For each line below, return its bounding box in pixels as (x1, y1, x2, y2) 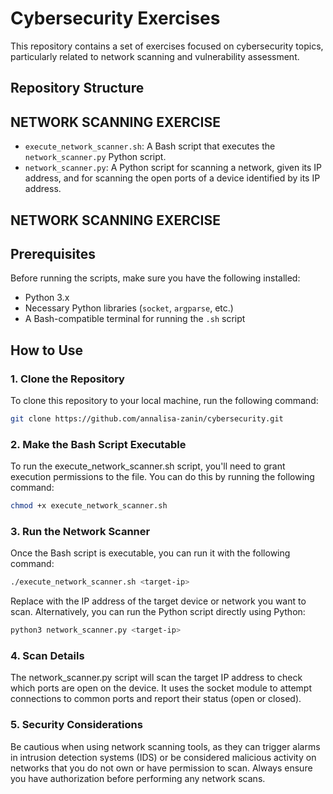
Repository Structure (10, 80, 145, 97)
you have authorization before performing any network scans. (10, 772, 266, 784)
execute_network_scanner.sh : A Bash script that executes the (24, 140, 276, 152)
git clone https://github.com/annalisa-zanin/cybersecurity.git (10, 414, 284, 424)
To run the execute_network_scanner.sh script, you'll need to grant (10, 460, 286, 472)
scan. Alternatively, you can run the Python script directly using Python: (10, 606, 306, 618)
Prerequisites (10, 245, 96, 262)
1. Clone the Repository (10, 372, 125, 386)
